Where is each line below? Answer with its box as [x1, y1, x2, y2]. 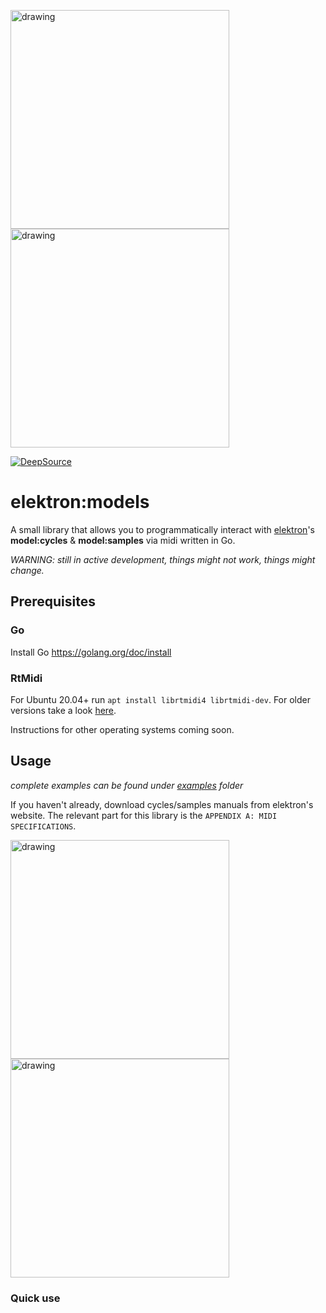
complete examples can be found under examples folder [10, 779, 244, 791]
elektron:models [10, 491, 150, 514]
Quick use [10, 1291, 61, 1305]
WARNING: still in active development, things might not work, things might [10, 553, 316, 565]
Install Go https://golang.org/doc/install [10, 646, 172, 658]
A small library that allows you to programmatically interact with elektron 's [10, 523, 315, 535]
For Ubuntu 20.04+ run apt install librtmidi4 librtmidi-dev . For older [10, 693, 311, 705]
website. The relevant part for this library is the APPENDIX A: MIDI [10, 809, 278, 821]
